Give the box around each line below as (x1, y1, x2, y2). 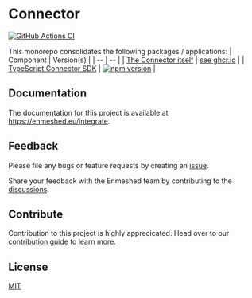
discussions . (8, 184, 49, 194)
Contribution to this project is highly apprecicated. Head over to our (8, 229, 230, 238)
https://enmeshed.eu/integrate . (8, 116, 110, 126)
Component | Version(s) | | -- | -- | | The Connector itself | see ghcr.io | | (8, 55, 245, 65)
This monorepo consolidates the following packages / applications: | (8, 46, 232, 56)
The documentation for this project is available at (8, 108, 169, 117)
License (8, 260, 48, 273)
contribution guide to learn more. (8, 237, 117, 247)
